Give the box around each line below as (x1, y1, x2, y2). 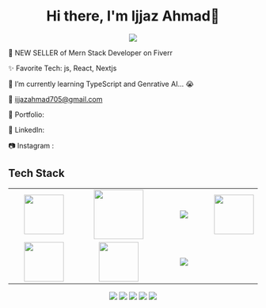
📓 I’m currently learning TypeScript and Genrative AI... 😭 (8, 79, 194, 88)
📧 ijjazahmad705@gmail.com (8, 94, 103, 103)
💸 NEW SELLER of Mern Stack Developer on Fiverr (8, 47, 173, 58)
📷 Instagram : (8, 141, 55, 150)
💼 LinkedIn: (8, 125, 45, 134)
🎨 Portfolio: (8, 110, 45, 119)
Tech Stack (8, 167, 65, 180)
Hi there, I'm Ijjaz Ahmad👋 (46, 7, 220, 25)
